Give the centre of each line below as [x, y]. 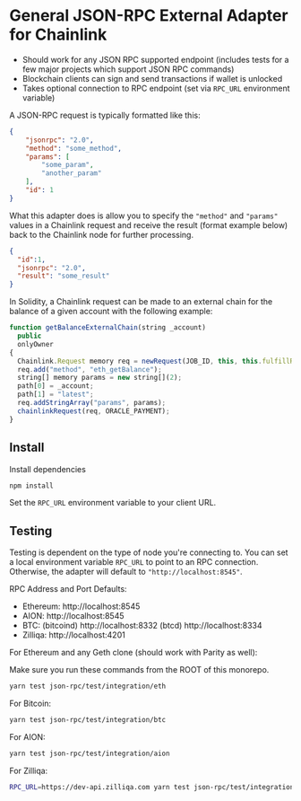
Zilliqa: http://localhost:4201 [73, 635]
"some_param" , [68, 165]
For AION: [28, 736]
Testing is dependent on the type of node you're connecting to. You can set [149, 552]
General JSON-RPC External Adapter [149, 16]
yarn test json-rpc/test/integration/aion [90, 753]
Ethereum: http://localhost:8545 [81, 606]
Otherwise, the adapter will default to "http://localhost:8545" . [126, 572]
